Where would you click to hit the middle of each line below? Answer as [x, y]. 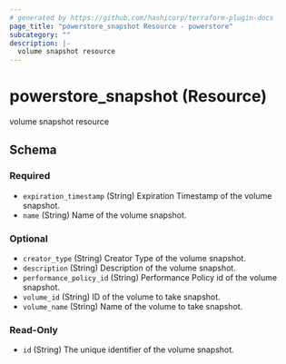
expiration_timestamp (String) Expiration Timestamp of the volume [147, 195]
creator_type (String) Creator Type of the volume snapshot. [134, 259]
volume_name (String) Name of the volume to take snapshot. [133, 307]
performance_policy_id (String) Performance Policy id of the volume [150, 278]
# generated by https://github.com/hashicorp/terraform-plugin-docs [142, 18]
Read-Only [34, 330]
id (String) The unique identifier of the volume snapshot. [128, 349]
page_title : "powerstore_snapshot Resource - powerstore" [121, 26]
